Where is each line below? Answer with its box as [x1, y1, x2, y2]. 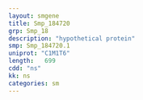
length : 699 [8, 57, 57, 65]
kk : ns [8, 72, 31, 80]
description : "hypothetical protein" [8, 34, 136, 43]
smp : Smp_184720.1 [8, 42, 70, 50]
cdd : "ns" [8, 65, 42, 73]
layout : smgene [8, 11, 60, 20]
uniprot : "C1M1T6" [8, 49, 70, 57]
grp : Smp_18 [8, 27, 48, 35]
